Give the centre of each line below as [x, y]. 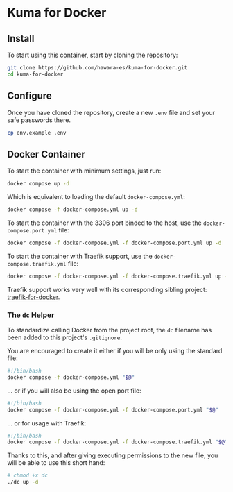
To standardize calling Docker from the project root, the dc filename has [110, 330]
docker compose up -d [38, 184]
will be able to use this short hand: [56, 463]
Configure [29, 96]
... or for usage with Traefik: [47, 423]
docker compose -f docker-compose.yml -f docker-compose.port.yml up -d [114, 243]
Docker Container [46, 154]
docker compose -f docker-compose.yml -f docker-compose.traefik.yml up [114, 276]
